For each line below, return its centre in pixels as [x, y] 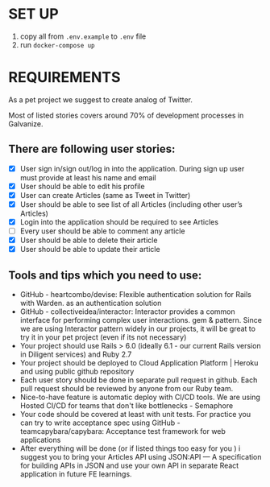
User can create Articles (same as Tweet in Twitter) [105, 195]
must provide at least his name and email [88, 177]
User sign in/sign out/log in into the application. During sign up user [132, 168]
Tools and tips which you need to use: [105, 275]
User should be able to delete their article [89, 240]
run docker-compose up [57, 44]
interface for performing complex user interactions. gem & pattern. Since [141, 320]
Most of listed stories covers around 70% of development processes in [126, 115]
